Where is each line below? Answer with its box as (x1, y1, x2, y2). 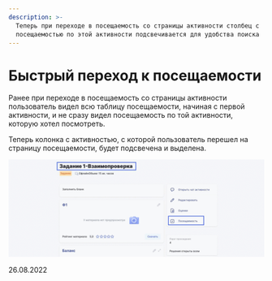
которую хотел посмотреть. (8, 119, 106, 129)
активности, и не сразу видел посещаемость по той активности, (8, 110, 234, 120)
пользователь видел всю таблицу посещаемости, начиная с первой (8, 102, 245, 111)
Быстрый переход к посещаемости (8, 66, 262, 84)
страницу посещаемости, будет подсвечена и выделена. (8, 143, 207, 153)
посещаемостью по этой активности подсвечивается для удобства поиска (15, 30, 260, 38)
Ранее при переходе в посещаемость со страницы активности (8, 93, 227, 103)
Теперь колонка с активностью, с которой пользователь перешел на (8, 135, 249, 145)
